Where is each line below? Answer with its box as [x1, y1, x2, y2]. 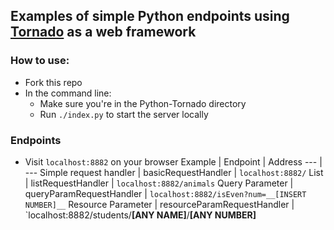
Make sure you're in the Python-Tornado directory [39, 97, 247, 109]
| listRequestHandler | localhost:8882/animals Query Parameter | [24, 177, 294, 189]
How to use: [10, 54, 70, 68]
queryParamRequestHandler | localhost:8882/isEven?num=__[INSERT [24, 187, 307, 199]
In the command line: [24, 87, 112, 99]
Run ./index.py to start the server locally [39, 108, 209, 120]
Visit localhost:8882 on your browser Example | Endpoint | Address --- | [24, 155, 323, 168]
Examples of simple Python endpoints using [10, 8, 290, 25]
